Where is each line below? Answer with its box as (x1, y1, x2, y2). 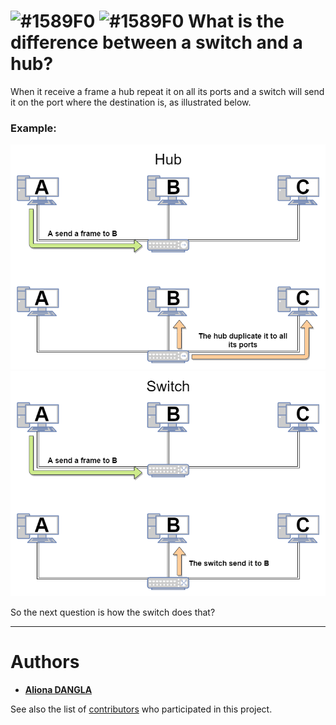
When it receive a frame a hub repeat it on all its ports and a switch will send (10, 85, 325, 97)
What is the (188, 10, 285, 33)
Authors (10, 651, 80, 674)
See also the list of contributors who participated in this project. (10, 703, 273, 715)
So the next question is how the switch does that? (10, 606, 216, 619)
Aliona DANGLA (24, 683, 93, 695)
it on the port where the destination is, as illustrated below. (10, 96, 252, 108)
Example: (10, 121, 57, 135)
